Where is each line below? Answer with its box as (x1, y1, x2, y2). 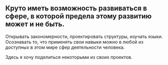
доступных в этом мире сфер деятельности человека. (5, 44, 125, 50)
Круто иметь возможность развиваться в (5, 4, 147, 13)
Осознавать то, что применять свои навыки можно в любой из (5, 39, 144, 45)
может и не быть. (5, 20, 65, 28)
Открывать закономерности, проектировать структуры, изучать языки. (5, 33, 163, 40)
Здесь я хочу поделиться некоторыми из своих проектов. (5, 54, 133, 60)
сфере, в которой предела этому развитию (5, 12, 152, 21)
